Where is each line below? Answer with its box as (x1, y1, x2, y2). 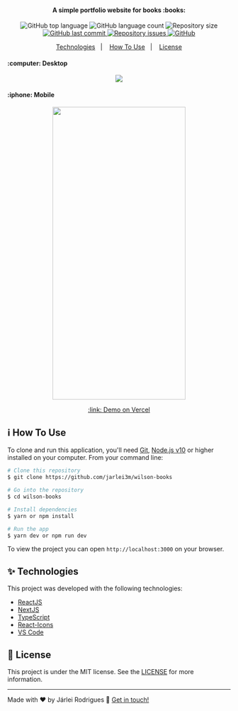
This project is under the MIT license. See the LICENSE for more (7, 668, 195, 676)
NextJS (17, 605, 40, 614)
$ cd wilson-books (7, 493, 62, 500)
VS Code (17, 628, 44, 636)
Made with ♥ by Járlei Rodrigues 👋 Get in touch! (7, 695, 149, 704)
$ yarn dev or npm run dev (7, 532, 87, 539)
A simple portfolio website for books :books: (52, 6, 186, 14)
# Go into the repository (7, 487, 84, 494)
